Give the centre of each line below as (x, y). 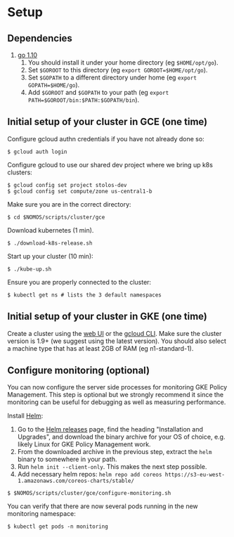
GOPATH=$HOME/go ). (54, 85)
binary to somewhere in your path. (67, 459)
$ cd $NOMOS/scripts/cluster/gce (56, 217)
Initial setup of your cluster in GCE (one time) (108, 122)
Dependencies (40, 38)
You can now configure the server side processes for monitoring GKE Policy (117, 387)
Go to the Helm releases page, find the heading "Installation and (110, 429)
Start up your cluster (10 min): (50, 256)
